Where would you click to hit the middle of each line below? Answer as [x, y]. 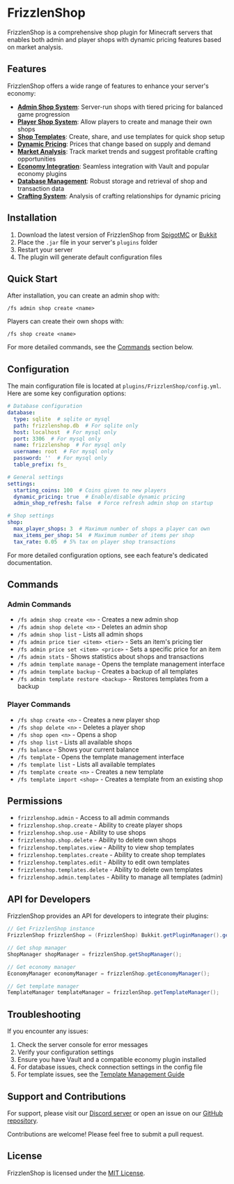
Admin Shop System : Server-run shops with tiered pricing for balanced [120, 107]
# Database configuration [45, 407]
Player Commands [39, 705]
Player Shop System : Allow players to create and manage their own [115, 122]
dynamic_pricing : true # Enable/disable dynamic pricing [100, 497]
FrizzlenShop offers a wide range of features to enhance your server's [108, 86]
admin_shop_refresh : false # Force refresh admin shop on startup [114, 503]
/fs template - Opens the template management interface [101, 757]
